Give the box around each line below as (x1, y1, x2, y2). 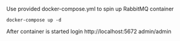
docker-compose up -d (6, 17, 62, 23)
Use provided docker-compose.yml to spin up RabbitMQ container (6, 6, 174, 12)
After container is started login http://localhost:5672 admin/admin (6, 28, 171, 35)
